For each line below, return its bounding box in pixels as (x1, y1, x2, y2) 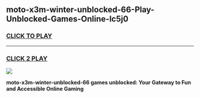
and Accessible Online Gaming (6, 85, 84, 92)
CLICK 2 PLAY (6, 54, 48, 62)
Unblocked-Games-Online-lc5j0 (6, 14, 129, 24)
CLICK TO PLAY (6, 32, 52, 40)
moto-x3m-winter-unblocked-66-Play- (6, 5, 155, 15)
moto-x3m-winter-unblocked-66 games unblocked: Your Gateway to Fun (6, 78, 192, 86)
